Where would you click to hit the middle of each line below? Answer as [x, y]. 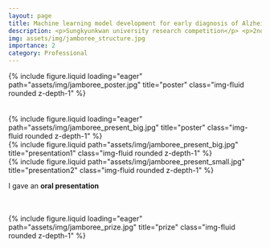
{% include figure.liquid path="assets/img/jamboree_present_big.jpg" [123, 145]
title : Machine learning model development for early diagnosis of [124, 23]
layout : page [30, 16]
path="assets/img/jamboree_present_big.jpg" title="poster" [107, 127]
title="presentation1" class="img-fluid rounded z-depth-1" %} [110, 153]
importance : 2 [32, 46]
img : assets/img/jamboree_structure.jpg [77, 38]
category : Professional [48, 53]
